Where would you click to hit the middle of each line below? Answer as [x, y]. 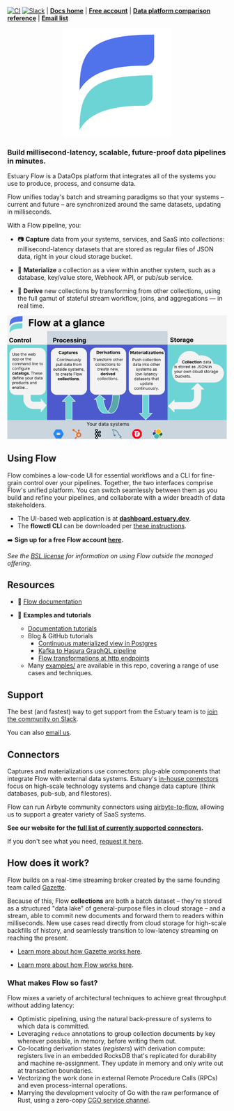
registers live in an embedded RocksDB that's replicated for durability [117, 1056]
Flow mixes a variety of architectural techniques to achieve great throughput [117, 998]
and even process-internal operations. [72, 1085]
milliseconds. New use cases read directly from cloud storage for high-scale [117, 923]
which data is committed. [53, 1026]
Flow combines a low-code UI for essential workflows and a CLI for [103, 475]
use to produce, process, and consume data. [71, 184]
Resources [31, 585]
